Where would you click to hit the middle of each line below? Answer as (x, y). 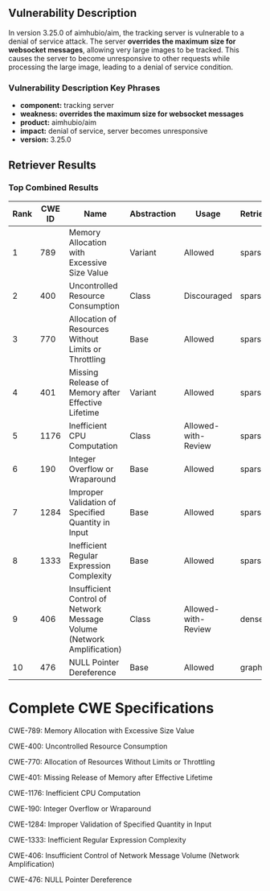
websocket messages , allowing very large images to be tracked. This (124, 50)
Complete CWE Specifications (111, 708)
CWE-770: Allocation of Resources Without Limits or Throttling (112, 761)
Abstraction (153, 213)
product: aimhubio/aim (58, 122)
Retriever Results (52, 165)
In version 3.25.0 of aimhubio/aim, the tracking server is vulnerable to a (127, 32)
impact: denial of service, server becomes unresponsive (114, 131)
